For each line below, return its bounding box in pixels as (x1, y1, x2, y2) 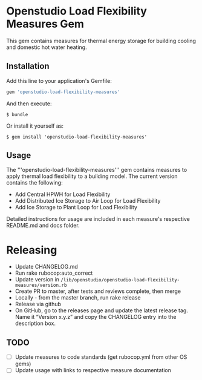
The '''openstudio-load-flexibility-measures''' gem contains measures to (6, 166, 187, 174)
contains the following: (6, 179, 63, 186)
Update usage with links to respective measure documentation (15, 367, 171, 374)
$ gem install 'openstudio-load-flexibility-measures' (6, 134, 148, 140)
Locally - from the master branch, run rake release (15, 294, 141, 301)
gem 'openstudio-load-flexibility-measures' (6, 89, 120, 95)
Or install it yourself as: (6, 122, 64, 129)
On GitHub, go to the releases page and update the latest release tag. (15, 307, 189, 314)
